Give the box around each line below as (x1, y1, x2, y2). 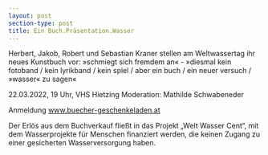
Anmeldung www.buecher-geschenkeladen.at (8, 105, 160, 115)
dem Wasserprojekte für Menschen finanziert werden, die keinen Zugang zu (8, 129, 261, 139)
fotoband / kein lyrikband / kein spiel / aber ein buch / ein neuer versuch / (8, 66, 251, 75)
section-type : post (8, 19, 74, 27)
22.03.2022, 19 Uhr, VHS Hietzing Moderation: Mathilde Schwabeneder (8, 90, 245, 100)
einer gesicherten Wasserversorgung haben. (8, 138, 156, 148)
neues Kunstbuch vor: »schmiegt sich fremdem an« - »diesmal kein (8, 57, 232, 67)
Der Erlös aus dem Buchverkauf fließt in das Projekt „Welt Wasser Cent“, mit (8, 121, 259, 131)
